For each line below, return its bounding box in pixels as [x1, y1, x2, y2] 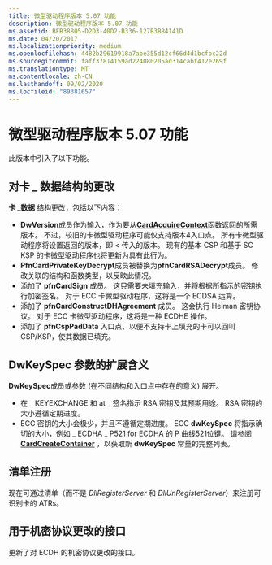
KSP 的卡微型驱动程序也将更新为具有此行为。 [19, 250, 172, 260]
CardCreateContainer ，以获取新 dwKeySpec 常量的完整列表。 [19, 438, 235, 448]
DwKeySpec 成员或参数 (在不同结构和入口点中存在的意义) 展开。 [8, 380, 223, 390]
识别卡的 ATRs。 [8, 498, 63, 508]
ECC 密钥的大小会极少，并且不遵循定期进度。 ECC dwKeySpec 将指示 [19, 418, 256, 428]
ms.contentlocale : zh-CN [8, 72, 93, 80]
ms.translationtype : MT [8, 65, 89, 73]
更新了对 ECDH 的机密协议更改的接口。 [8, 547, 140, 557]
